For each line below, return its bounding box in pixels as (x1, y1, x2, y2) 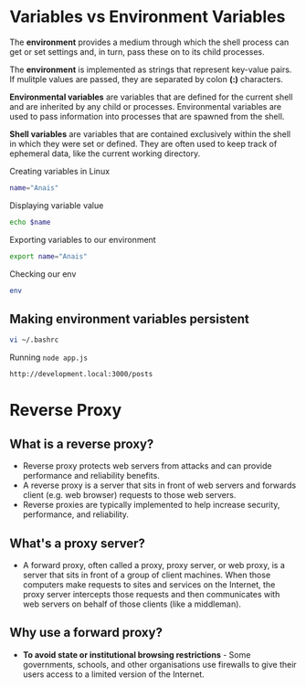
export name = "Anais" (9, 251, 89, 261)
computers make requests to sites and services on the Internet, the (22, 578, 276, 590)
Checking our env (9, 268, 77, 280)
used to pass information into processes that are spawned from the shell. (9, 111, 285, 122)
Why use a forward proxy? (9, 625, 163, 640)
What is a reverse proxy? (9, 436, 154, 451)
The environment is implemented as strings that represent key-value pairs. (9, 64, 292, 75)
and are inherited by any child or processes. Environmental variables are (9, 100, 281, 111)
